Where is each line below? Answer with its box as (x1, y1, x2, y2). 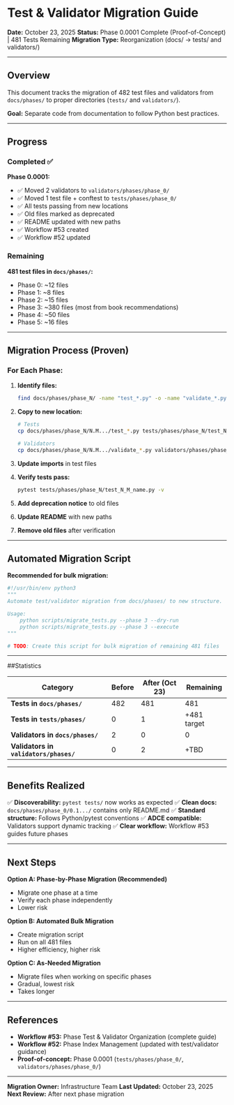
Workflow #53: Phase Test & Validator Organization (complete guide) (17, 1032, 217, 1041)
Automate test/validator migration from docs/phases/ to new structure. (7, 598, 223, 605)
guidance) (17, 1047, 47, 1055)
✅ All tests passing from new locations (17, 202, 129, 210)
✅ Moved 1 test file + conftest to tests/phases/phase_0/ (17, 194, 178, 203)
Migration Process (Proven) (7, 344, 129, 357)
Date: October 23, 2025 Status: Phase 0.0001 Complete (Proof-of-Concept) (7, 28, 226, 36)
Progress (7, 136, 47, 148)
